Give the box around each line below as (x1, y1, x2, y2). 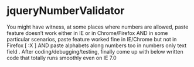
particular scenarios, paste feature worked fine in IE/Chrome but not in (6, 36, 177, 43)
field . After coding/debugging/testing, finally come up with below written (6, 48, 183, 55)
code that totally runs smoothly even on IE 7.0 (6, 54, 117, 61)
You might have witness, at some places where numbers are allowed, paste (6, 23, 189, 30)
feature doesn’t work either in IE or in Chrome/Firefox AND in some (6, 29, 168, 36)
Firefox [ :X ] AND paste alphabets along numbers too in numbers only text (6, 42, 187, 49)
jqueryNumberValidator (6, 4, 125, 17)
